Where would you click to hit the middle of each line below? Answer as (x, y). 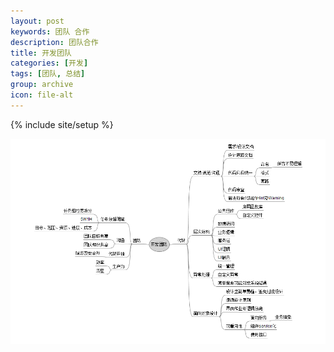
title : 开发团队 (41, 53)
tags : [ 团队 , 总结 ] (48, 74)
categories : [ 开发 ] (49, 63)
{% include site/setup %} (62, 124)
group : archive (42, 85)
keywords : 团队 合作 (50, 31)
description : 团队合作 (54, 42)
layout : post (37, 21)
